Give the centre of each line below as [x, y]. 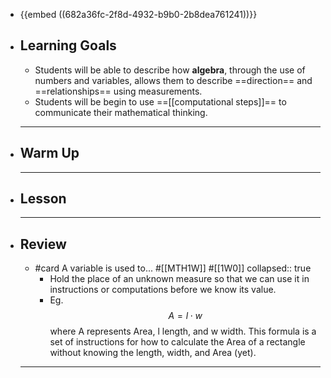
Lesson [43, 199]
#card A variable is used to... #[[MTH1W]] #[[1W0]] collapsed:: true [173, 268]
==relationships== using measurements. [118, 91]
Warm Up [49, 153]
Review [43, 244]
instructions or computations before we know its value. [163, 290]
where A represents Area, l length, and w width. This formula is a [183, 331]
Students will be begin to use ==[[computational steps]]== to [160, 101]
